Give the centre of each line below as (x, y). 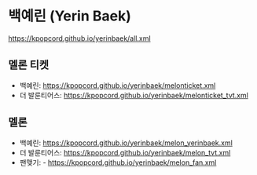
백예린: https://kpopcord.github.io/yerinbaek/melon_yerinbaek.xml (126, 143)
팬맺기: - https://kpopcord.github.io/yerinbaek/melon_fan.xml (118, 162)
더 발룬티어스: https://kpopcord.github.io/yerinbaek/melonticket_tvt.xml (134, 95)
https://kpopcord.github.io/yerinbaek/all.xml (79, 38)
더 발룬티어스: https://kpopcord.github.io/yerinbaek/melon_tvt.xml (125, 152)
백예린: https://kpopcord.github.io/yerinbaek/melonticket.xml (117, 85)
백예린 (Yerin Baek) (70, 16)
